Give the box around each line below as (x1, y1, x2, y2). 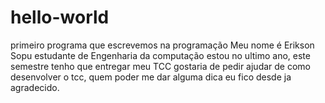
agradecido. (10, 81, 60, 93)
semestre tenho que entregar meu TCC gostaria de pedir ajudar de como (10, 60, 311, 72)
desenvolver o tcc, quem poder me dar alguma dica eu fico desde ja (10, 71, 292, 83)
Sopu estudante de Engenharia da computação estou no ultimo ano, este (10, 49, 311, 61)
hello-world (10, 6, 110, 29)
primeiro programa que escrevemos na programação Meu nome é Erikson (10, 39, 315, 51)
